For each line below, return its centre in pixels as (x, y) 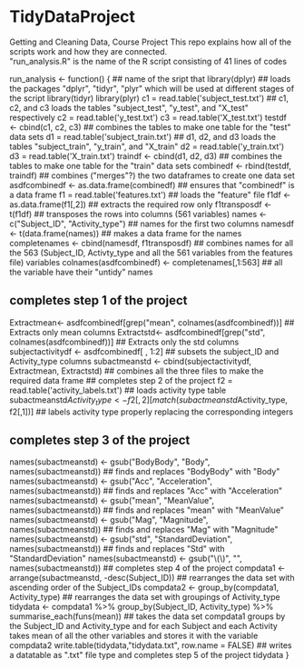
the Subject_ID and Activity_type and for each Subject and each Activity (144, 626)
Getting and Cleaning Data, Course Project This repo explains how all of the (151, 42)
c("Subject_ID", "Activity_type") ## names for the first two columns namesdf (152, 224)
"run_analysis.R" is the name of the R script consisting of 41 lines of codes (148, 61)
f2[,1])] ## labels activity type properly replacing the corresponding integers (151, 412)
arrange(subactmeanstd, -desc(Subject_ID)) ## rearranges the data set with (152, 578)
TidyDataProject (73, 17)
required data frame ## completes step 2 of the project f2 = (121, 380)
